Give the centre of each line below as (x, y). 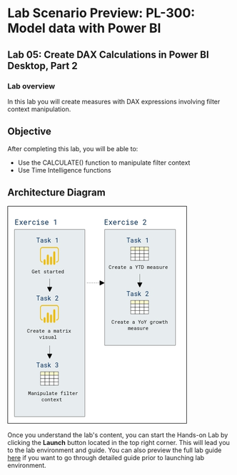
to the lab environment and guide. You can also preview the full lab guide (115, 450)
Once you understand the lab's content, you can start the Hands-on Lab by (118, 435)
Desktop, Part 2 (42, 66)
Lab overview (31, 86)
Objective (30, 132)
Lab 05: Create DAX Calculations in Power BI (108, 55)
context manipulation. (39, 109)
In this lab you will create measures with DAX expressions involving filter (114, 101)
